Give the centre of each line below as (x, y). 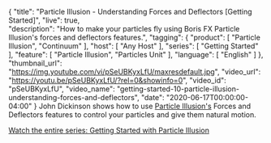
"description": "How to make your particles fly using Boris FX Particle (124, 29)
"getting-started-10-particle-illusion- (178, 89)
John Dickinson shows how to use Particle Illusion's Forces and (145, 106)
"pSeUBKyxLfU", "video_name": (62, 89)
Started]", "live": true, (44, 20)
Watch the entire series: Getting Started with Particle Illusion (109, 130)
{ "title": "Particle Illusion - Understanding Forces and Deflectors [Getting (131, 12)
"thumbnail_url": (35, 63)
